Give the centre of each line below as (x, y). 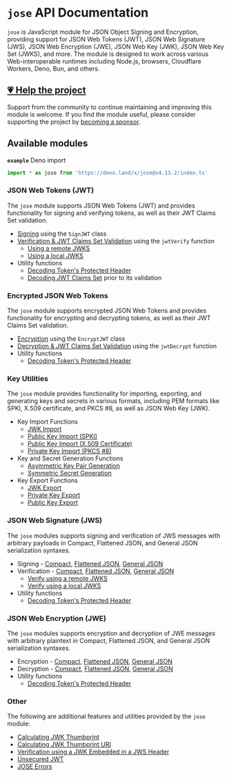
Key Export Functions (47, 480)
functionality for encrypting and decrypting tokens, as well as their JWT (109, 318)
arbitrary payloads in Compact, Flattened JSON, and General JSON (103, 543)
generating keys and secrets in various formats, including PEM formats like (113, 401)
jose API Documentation (78, 13)
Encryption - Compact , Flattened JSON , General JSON (94, 661)
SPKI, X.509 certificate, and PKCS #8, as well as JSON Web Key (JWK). (109, 409)
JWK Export (44, 488)
